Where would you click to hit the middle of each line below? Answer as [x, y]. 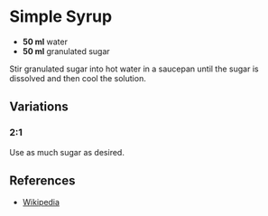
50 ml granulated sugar [66, 51]
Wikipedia [41, 202]
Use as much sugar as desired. [67, 152]
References [42, 181]
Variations [39, 107]
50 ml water [45, 42]
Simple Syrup [61, 17]
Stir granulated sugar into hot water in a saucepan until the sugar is [134, 69]
